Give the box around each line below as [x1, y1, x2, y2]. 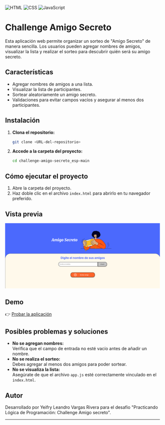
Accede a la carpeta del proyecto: [12, 148, 82, 154]
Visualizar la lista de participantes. [12, 86, 82, 92]
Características [5, 68, 54, 76]
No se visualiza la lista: [12, 366, 60, 372]
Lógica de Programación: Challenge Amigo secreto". [5, 410, 111, 416]
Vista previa [5, 210, 43, 218]
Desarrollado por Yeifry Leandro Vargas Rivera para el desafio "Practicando [5, 404, 158, 410]
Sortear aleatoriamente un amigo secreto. [12, 91, 97, 97]
